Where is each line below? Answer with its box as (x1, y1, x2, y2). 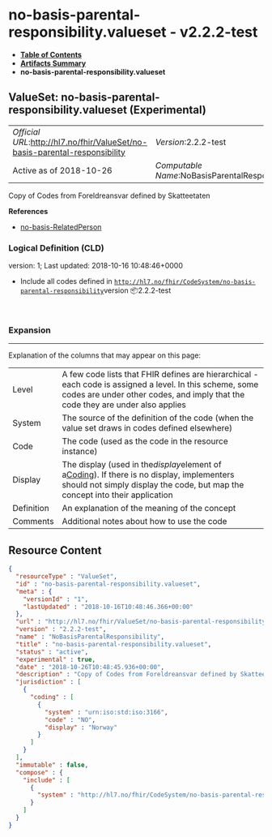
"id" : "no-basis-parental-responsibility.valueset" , (15, 580, 201, 588)
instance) (62, 446, 98, 457)
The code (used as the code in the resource (62, 436, 228, 447)
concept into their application (62, 489, 173, 500)
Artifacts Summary (19, 58, 87, 68)
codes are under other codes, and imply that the (62, 389, 245, 401)
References (8, 206, 49, 216)
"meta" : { (15, 587, 53, 595)
